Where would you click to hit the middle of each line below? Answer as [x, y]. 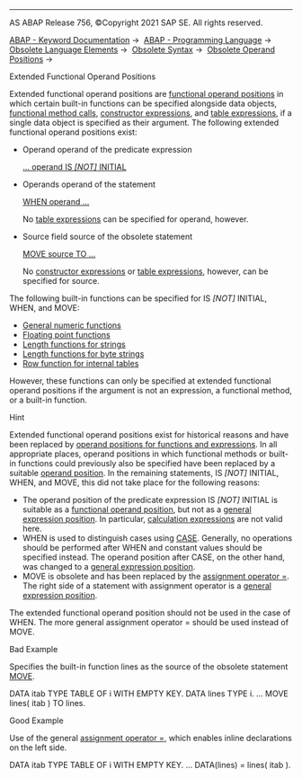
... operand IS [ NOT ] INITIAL [75, 167]
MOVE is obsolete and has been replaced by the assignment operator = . [155, 576]
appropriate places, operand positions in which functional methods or [138, 454]
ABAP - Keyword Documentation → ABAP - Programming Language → [141, 40]
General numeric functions [71, 325]
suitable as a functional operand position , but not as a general [137, 509]
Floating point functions [66, 335]
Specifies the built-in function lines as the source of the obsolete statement [149, 667]
